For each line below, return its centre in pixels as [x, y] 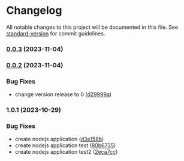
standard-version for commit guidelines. [56, 33]
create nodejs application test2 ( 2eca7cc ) [66, 152]
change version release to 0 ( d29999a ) [63, 94]
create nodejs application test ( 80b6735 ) [65, 145]
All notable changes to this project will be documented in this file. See [92, 27]
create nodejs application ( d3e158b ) [59, 139]
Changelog [34, 11]
